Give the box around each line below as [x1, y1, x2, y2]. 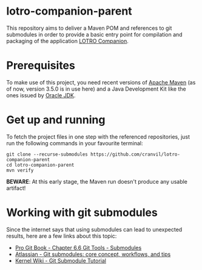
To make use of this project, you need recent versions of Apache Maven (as [6, 78, 196, 86]
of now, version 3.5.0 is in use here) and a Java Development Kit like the [6, 85, 186, 92]
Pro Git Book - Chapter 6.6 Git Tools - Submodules [15, 244, 142, 251]
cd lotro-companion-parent [6, 162, 75, 168]
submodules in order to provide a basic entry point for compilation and [6, 30, 183, 38]
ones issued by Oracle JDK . [6, 91, 76, 99]
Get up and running [6, 113, 106, 127]
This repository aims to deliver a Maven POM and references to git [6, 24, 172, 32]
